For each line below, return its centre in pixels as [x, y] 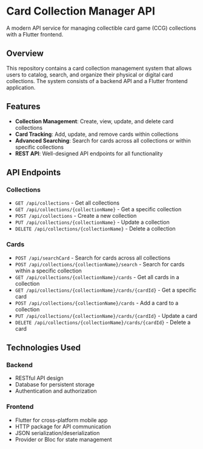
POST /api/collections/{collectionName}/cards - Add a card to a [97, 303]
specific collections [39, 147]
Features [23, 106]
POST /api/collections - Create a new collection [76, 216]
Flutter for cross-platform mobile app [61, 420]
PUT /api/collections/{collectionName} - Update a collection [92, 222]
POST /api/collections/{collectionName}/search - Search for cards [100, 264]
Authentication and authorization [56, 391]
